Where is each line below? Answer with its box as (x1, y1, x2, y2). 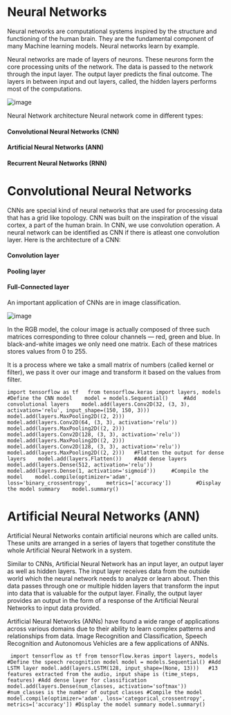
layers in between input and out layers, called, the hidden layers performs (7, 77, 217, 85)
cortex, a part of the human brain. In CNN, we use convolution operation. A (7, 221, 221, 229)
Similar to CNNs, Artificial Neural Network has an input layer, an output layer (7, 559, 224, 568)
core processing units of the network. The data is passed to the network (7, 62, 213, 71)
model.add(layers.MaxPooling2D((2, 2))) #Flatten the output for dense (7, 449, 225, 457)
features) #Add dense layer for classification (7, 676, 147, 684)
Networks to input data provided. (7, 604, 102, 612)
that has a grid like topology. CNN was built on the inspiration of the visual (7, 213, 219, 221)
